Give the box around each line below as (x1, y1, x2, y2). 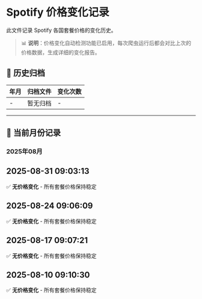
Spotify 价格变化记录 (6, 5, 109, 19)
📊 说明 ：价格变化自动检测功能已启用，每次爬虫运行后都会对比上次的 (20, 39, 191, 46)
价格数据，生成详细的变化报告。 (20, 49, 100, 56)
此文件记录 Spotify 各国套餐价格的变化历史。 (6, 26, 117, 34)
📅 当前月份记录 (6, 128, 61, 138)
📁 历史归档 (6, 68, 45, 78)
